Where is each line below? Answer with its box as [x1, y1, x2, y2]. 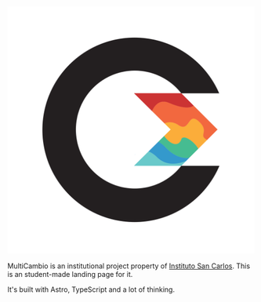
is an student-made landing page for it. [7, 270, 133, 278]
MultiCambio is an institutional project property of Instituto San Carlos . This [7, 261, 251, 271]
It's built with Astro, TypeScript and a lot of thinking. [7, 285, 176, 294]
